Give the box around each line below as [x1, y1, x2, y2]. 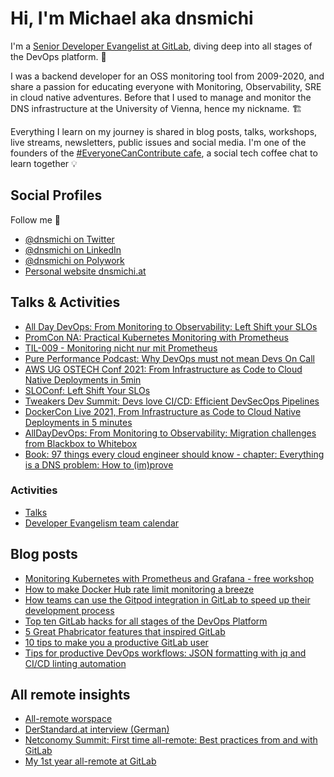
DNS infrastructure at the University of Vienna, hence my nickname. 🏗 [10, 102, 303, 114]
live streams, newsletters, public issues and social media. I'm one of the [10, 136, 307, 148]
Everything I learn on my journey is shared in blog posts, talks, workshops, [10, 125, 318, 137]
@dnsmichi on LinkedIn [24, 243, 122, 256]
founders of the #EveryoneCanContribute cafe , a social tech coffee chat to [10, 147, 318, 159]
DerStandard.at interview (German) [24, 723, 170, 736]
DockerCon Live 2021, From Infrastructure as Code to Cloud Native [24, 405, 302, 417]
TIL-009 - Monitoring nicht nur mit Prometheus [24, 342, 218, 354]
